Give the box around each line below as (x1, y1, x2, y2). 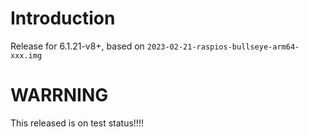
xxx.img (10, 50, 43, 61)
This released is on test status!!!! (10, 117, 144, 129)
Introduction (10, 7, 116, 30)
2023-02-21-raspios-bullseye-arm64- (146, 42, 300, 52)
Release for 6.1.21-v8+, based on (10, 40, 145, 52)
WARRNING (10, 84, 109, 107)
